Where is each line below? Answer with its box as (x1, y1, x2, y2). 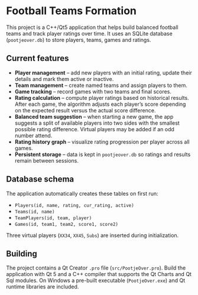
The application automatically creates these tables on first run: (6, 190, 158, 197)
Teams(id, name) (14, 209, 55, 215)
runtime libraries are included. (6, 283, 79, 290)
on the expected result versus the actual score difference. (14, 106, 156, 114)
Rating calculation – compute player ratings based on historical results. (14, 94, 189, 101)
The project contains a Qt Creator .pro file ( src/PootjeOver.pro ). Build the (6, 264, 186, 271)
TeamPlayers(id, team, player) (14, 215, 92, 221)
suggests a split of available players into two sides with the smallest (14, 119, 180, 127)
